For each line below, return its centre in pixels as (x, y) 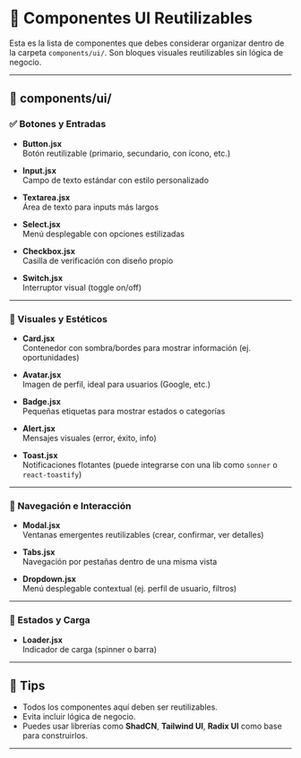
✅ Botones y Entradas (58, 124)
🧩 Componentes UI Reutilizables (131, 18)
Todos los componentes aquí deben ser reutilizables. (120, 707)
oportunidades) (51, 357)
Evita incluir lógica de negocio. (79, 717)
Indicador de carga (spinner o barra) (90, 649)
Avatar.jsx (42, 374)
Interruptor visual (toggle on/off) (82, 287)
